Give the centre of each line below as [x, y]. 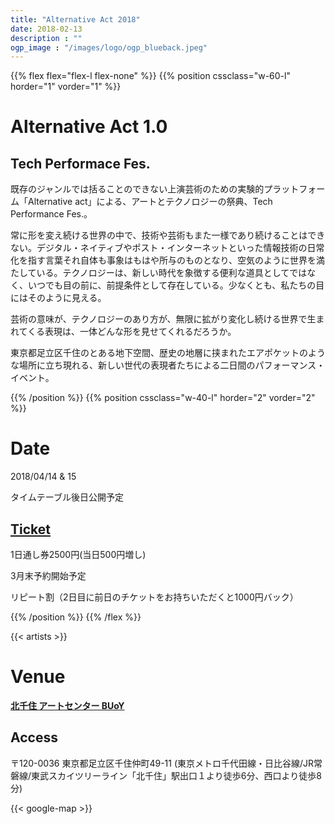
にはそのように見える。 [58, 298]
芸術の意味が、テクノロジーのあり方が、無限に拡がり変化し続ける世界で [159, 319]
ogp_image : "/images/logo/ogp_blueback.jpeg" [109, 47]
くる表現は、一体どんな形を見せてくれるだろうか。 [132, 332]
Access [34, 737]
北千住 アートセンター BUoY [67, 705]
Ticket [30, 529]
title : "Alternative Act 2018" [75, 19]
